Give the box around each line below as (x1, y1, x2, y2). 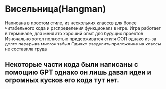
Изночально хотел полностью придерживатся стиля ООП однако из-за (5, 36, 156, 42)
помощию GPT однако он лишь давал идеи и (5, 68, 151, 77)
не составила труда (5, 46, 47, 52)
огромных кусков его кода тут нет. (5, 76, 120, 85)
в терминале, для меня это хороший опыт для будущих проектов (5, 30, 144, 36)
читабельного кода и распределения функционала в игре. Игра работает (5, 25, 161, 31)
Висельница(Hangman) (5, 3, 106, 15)
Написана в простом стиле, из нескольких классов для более (5, 20, 137, 26)
